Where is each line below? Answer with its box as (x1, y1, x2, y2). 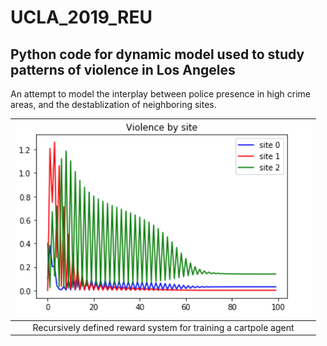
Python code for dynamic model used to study (10, 46, 305, 63)
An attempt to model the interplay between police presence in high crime (10, 88, 311, 100)
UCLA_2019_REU (10, 6, 153, 29)
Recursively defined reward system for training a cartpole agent (32, 321, 295, 333)
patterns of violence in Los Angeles (10, 61, 236, 78)
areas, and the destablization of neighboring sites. (10, 99, 217, 110)
